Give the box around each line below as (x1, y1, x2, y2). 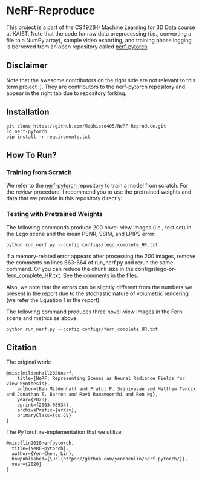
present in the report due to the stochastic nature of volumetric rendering (6, 290, 189, 297)
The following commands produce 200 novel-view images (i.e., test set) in (6, 223, 192, 231)
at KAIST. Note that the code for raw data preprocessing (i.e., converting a (6, 30, 192, 37)
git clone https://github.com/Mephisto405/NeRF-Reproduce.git (6, 123, 166, 129)
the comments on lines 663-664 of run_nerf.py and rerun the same (6, 258, 174, 266)
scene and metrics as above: (6, 314, 79, 321)
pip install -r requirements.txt (6, 134, 91, 140)
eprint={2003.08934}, (17, 402, 71, 408)
